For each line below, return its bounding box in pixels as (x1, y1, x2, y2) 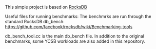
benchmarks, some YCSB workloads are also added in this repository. (5, 38, 145, 44)
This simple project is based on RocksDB (5, 4, 87, 10)
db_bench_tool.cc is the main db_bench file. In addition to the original (5, 33, 145, 39)
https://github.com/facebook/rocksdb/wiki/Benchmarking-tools (5, 24, 133, 30)
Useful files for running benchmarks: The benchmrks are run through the (5, 14, 152, 19)
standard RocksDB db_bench (5, 19, 63, 24)
